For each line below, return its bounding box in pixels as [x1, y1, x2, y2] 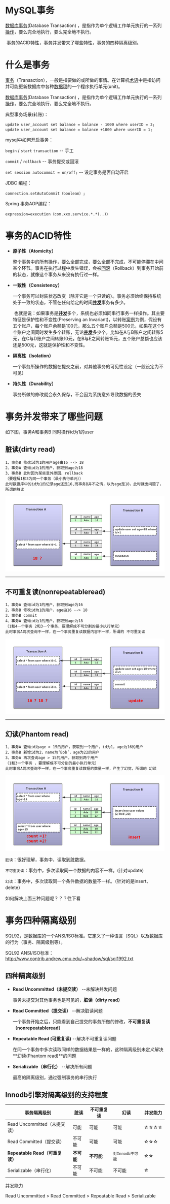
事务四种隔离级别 [5, 915, 77, 926]
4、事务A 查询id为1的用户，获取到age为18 [5, 618, 83, 624]
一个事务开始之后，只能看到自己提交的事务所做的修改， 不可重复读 [12, 1018, 150, 1024]
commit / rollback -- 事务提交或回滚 [5, 158, 79, 164]
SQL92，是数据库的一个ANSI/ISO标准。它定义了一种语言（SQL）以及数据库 [5, 933, 163, 939]
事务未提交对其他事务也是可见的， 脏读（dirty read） [12, 997, 123, 1003]
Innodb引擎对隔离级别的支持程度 [5, 1090, 108, 1099]
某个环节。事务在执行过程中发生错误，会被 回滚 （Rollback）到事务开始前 [12, 265, 164, 271]
